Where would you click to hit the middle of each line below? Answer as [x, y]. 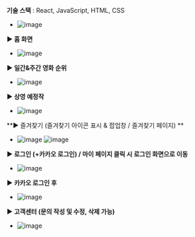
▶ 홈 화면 [20, 39]
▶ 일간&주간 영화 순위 [37, 68]
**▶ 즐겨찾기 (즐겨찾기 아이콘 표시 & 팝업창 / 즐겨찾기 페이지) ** [95, 125]
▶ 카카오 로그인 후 [32, 183]
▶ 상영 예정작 [25, 97]
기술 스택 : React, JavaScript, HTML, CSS [66, 10]
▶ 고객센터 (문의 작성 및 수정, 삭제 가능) [61, 212]
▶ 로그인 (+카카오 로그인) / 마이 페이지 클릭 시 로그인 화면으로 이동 [97, 154]
